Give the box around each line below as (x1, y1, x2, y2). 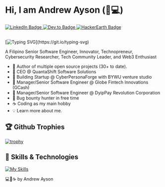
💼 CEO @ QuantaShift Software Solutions (12, 68, 97, 75)
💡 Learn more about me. (12, 107, 62, 113)
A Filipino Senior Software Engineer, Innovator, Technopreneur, (5, 48, 134, 54)
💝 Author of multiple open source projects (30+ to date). (12, 63, 127, 69)
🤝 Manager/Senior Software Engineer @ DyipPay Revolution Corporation (12, 90, 160, 95)
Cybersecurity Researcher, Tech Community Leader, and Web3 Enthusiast (5, 53, 157, 60)
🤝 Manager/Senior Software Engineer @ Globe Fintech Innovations (12, 79, 149, 85)
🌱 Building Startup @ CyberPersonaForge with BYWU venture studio (12, 74, 152, 80)
